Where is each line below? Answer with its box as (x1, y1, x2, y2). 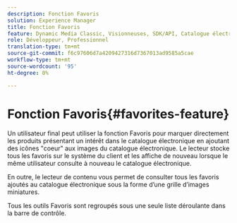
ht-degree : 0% (7, 69, 49, 76)
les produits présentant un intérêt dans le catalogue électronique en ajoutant (7, 137, 230, 145)
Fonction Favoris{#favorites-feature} (7, 106, 230, 122)
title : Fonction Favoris (7, 23, 80, 30)
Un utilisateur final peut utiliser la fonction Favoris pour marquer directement (7, 129, 229, 138)
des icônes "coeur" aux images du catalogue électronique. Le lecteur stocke (7, 144, 230, 152)
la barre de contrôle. (7, 209, 67, 217)
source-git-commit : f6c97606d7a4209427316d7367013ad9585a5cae (7, 50, 194, 57)
